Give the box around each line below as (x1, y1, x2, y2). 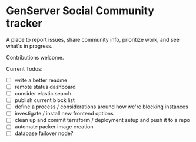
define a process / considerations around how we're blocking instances (14, 103, 188, 110)
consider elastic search (14, 90, 72, 97)
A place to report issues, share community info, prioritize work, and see (6, 36, 180, 43)
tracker (6, 16, 42, 30)
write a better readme (14, 77, 68, 84)
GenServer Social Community (6, 4, 155, 18)
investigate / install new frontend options (14, 110, 114, 117)
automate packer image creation (14, 123, 94, 130)
